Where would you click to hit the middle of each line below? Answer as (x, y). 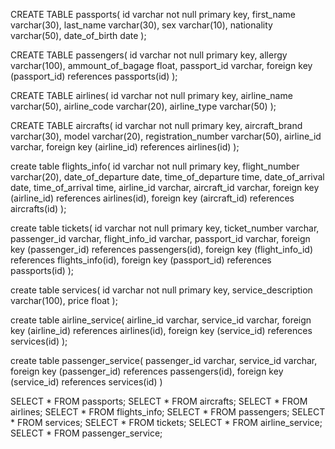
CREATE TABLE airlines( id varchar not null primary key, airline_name (151, 95)
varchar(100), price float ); (64, 300)
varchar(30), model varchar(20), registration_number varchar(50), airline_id (166, 136)
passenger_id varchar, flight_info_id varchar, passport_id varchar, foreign (160, 238)
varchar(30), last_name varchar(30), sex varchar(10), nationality (141, 25)
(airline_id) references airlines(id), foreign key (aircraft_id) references (152, 198)
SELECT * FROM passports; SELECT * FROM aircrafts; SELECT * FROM (159, 401)
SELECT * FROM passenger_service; (86, 433)
